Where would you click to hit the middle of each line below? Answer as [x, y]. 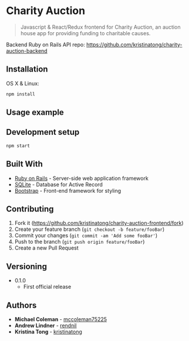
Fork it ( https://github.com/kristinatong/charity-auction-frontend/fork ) [99, 223]
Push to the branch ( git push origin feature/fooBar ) [80, 242]
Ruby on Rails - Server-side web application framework [81, 178]
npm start [18, 146]
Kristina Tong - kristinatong [48, 332]
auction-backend [27, 50]
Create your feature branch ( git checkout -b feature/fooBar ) [90, 229]
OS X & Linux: [23, 83]
